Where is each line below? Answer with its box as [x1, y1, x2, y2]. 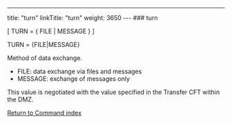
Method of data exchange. [7, 54, 83, 62]
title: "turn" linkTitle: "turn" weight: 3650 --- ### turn [7, 14, 158, 21]
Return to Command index [7, 108, 81, 117]
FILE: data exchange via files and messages [17, 67, 142, 75]
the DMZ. [7, 95, 34, 104]
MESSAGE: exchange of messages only [17, 75, 130, 83]
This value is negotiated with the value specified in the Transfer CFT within [7, 88, 220, 96]
